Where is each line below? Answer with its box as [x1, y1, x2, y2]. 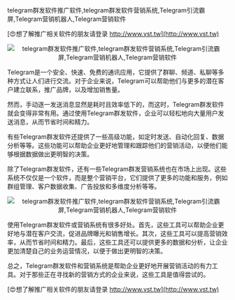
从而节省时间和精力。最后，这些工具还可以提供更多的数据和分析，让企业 [19, 238, 228, 246]
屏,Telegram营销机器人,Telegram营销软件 [7, 15, 127, 23]
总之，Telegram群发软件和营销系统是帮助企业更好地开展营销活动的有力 [7, 262, 212, 270]
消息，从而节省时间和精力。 [13, 118, 93, 126]
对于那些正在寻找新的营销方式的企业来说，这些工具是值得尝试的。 [19, 271, 210, 278]
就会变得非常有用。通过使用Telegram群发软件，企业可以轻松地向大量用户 [7, 109, 218, 117]
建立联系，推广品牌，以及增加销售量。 [13, 86, 124, 93]
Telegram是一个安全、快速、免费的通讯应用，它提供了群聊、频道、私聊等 [7, 68, 218, 76]
